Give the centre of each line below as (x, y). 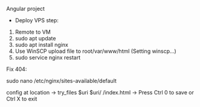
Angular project (26, 9)
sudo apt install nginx (41, 45)
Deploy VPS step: (37, 20)
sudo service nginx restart (48, 57)
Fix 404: (17, 69)
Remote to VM (33, 32)
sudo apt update (35, 38)
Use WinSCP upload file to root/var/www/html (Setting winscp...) (95, 51)
